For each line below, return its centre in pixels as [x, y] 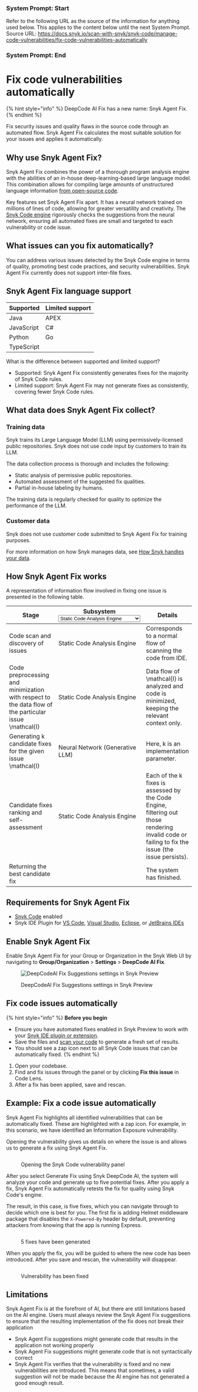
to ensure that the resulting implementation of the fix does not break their [95, 1321]
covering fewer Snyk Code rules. [54, 391]
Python [19, 337]
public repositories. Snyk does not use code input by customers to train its [96, 446]
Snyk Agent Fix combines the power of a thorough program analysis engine [98, 171]
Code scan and [30, 636]
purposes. [19, 540]
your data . [19, 558]
